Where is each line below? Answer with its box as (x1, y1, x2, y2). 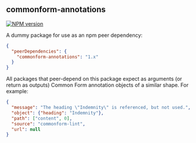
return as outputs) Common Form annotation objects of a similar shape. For (6, 81, 189, 88)
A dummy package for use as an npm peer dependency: (6, 32, 143, 39)
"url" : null (11, 126, 41, 132)
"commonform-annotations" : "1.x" (16, 54, 99, 60)
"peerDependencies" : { (11, 48, 67, 55)
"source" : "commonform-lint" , (11, 121, 85, 127)
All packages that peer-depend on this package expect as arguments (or (6, 76, 182, 83)
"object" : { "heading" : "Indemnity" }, (11, 110, 104, 116)
